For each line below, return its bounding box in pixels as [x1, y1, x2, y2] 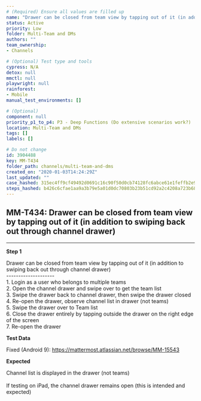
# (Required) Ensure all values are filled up [6, 8, 124, 15]
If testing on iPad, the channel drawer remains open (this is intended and [6, 382, 185, 389]
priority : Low [6, 25, 42, 32]
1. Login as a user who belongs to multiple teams [6, 278, 127, 286]
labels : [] [6, 136, 33, 142]
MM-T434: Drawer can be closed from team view [6, 207, 193, 218]
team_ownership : [6, 42, 47, 48]
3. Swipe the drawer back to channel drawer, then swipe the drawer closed [6, 291, 191, 298]
